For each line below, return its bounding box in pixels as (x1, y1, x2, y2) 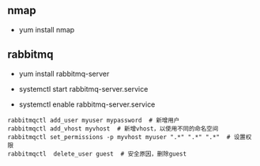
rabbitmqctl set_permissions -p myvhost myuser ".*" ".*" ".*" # (7, 133, 231, 141)
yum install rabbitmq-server (18, 69, 110, 78)
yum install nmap (18, 25, 75, 34)
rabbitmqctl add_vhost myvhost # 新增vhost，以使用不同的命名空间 (7, 124, 219, 133)
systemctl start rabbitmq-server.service (18, 84, 149, 93)
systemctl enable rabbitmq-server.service (18, 100, 156, 109)
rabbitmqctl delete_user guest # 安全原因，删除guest (7, 149, 187, 158)
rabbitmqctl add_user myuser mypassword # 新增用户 (7, 116, 180, 124)
